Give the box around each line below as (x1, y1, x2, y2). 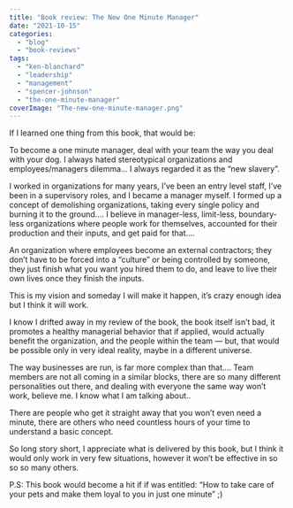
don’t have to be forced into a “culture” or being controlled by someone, (9, 254, 271, 266)
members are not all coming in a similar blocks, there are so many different (9, 372, 281, 382)
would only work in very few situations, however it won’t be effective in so (9, 453, 278, 464)
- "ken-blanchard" (17, 63, 86, 72)
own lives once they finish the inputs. (9, 273, 145, 284)
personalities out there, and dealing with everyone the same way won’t (9, 381, 267, 392)
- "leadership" (17, 71, 73, 80)
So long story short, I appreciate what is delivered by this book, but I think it (9, 443, 284, 454)
